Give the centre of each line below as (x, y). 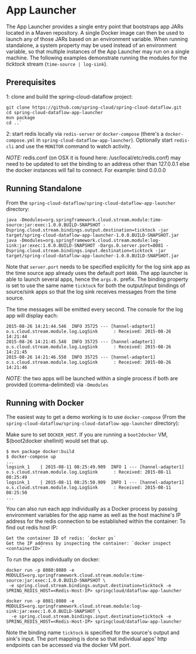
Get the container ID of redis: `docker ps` (61, 538)
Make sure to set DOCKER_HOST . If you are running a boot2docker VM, (87, 435)
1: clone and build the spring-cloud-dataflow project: (69, 96)
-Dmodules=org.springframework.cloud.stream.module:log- (90, 240)
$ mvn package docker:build (40, 452)
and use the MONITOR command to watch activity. (73, 146)
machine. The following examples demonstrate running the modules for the (97, 58)
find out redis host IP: (32, 528)
